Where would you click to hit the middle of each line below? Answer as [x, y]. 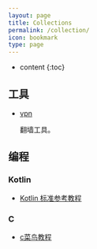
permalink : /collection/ [49, 30]
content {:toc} [42, 67]
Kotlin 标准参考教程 [50, 198]
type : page [26, 45]
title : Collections [40, 23]
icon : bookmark [33, 37]
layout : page [30, 15]
